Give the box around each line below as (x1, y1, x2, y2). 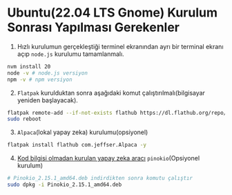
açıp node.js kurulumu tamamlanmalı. (17, 50, 124, 58)
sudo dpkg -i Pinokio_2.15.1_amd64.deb (7, 181, 122, 188)
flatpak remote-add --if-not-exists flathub (7, 109, 137, 116)
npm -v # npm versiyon (7, 76, 72, 83)
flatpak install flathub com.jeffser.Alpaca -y (7, 142, 147, 149)
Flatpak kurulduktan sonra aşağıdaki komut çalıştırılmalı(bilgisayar (17, 89, 206, 97)
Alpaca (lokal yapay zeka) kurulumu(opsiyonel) (17, 128, 148, 136)
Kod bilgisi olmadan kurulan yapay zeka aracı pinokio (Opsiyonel (17, 154, 200, 162)
